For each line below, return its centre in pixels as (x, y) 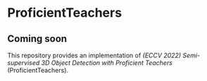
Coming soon (37, 39)
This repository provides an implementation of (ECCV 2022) (94, 55)
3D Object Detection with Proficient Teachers (107, 63)
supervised (24, 63)
